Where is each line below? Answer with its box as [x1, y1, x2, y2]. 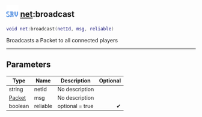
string [8, 86, 23, 93]
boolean [8, 102, 29, 109]
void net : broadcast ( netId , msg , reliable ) [6, 26, 114, 32]
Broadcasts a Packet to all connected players [6, 36, 118, 44]
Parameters [6, 60, 51, 70]
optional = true [57, 102, 94, 109]
